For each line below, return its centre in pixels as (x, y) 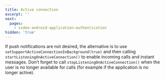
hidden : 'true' (21, 32)
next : (11, 19)
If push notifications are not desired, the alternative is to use (66, 46)
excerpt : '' (17, 14)
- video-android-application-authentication (60, 28)
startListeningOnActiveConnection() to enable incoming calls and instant (80, 57)
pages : (16, 23)
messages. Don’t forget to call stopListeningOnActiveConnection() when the (82, 62)
